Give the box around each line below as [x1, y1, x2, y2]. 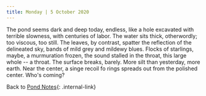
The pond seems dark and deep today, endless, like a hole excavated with [6, 26, 194, 33]
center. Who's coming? [6, 71, 65, 78]
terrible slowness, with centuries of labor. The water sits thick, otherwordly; [6, 32, 198, 40]
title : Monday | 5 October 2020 [6, 9, 89, 15]
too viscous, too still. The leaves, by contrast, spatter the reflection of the [6, 39, 192, 46]
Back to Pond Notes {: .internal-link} [6, 83, 97, 90]
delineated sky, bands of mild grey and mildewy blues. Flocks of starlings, [6, 45, 194, 53]
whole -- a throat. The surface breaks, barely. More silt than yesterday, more [6, 58, 200, 65]
